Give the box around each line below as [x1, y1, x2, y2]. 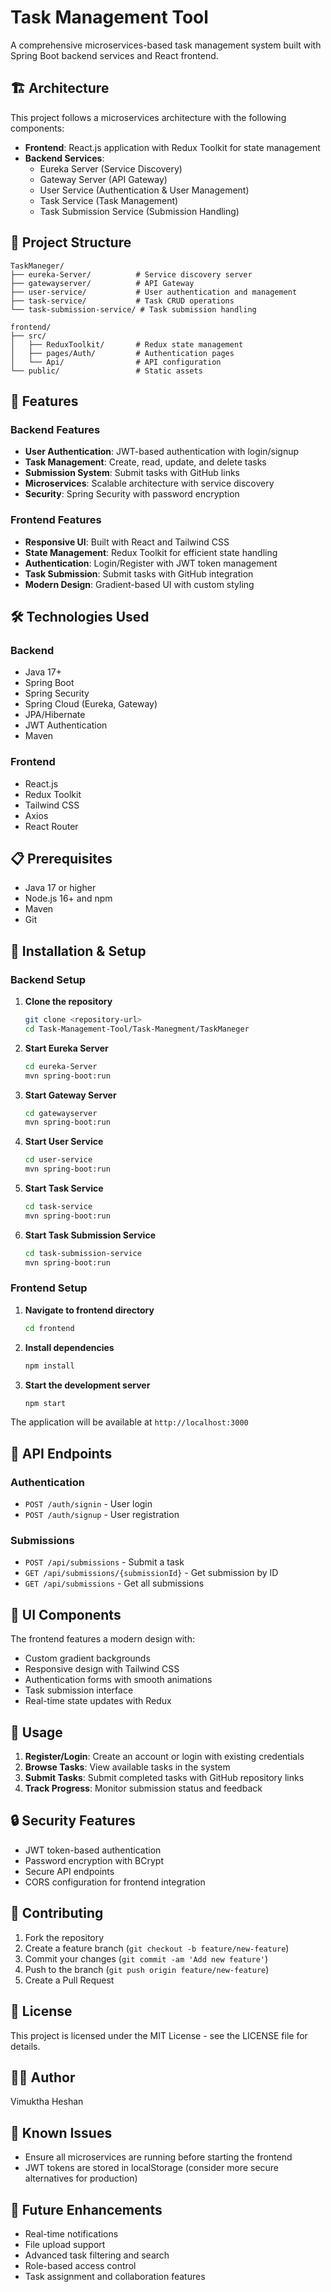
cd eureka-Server [24, 1061, 98, 1071]
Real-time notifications [24, 2227, 119, 2240]
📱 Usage [10, 1724, 63, 1741]
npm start [24, 1398, 67, 1408]
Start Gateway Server [24, 1089, 117, 1101]
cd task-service [24, 1202, 93, 1212]
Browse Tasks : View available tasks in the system [24, 1761, 231, 1773]
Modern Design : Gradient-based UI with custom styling [24, 578, 255, 590]
